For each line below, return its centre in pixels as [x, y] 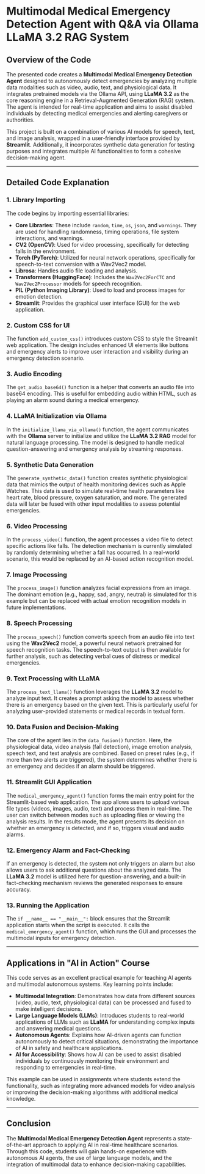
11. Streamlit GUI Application [49, 782]
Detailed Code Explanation [58, 182]
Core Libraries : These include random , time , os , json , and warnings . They [106, 225]
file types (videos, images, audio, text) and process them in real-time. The [99, 808]
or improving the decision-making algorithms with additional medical [92, 1092]
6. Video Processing [37, 526]
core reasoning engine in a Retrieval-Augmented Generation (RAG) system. [101, 100]
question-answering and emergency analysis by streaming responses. [95, 449]
